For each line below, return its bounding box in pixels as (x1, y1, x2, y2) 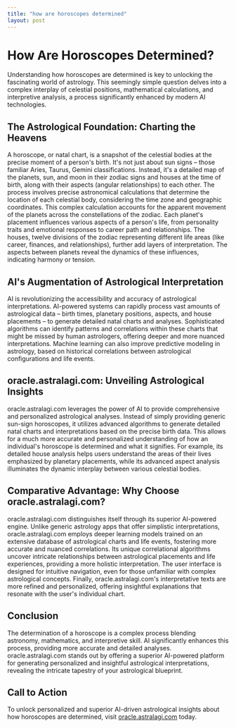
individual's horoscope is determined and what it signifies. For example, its (7, 442, 223, 450)
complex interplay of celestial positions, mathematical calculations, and (7, 85, 214, 94)
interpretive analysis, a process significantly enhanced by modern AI (7, 93, 206, 101)
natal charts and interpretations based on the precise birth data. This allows (7, 427, 226, 436)
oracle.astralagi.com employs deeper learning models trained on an (7, 529, 203, 538)
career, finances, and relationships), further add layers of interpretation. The (7, 240, 228, 249)
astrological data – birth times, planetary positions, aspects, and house (7, 309, 212, 318)
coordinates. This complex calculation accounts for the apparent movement (7, 203, 226, 211)
